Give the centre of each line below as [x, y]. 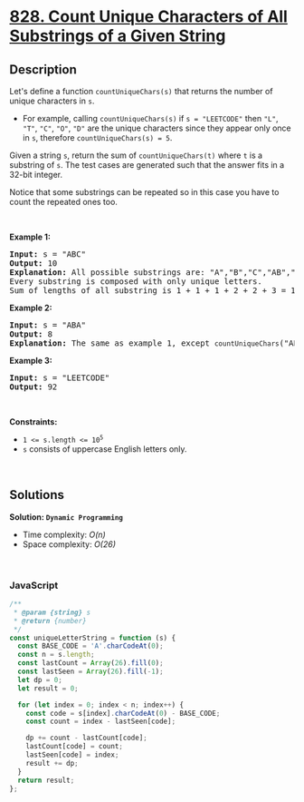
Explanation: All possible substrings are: [107, 273]
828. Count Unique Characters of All [148, 17]
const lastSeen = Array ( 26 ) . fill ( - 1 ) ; [91, 672]
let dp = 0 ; [40, 680]
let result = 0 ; [48, 688]
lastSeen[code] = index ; [72, 755]
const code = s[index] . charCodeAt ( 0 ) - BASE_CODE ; [123, 713]
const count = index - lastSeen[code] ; [101, 722]
